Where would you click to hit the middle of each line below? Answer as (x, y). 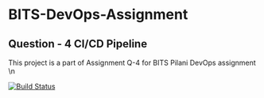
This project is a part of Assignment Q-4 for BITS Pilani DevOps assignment (132, 62)
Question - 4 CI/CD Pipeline (78, 44)
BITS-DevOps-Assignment (98, 15)
